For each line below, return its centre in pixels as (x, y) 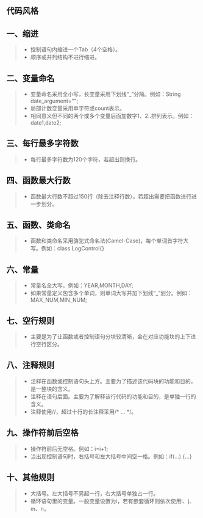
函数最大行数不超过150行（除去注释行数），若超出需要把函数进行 (111, 196)
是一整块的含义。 (52, 388)
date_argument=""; (54, 101)
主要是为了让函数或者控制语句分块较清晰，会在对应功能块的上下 (110, 337)
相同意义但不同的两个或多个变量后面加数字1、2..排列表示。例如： (112, 116)
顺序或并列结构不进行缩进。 (65, 57)
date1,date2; (46, 123)
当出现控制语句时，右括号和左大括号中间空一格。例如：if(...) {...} (111, 456)
